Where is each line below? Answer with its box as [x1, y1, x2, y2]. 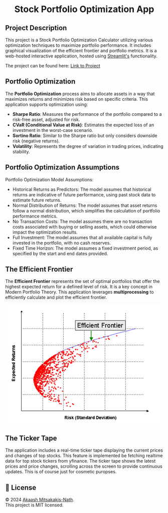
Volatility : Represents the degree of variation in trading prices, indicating [12, 143, 163, 149]
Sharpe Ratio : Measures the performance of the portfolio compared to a [12, 111, 162, 117]
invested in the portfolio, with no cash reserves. [12, 240, 111, 246]
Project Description [5, 24, 67, 32]
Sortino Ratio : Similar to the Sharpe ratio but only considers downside [12, 132, 157, 138]
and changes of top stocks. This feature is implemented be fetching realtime [5, 453, 163, 459]
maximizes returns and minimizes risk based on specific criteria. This [5, 96, 148, 102]
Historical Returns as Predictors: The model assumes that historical [12, 186, 151, 192]
